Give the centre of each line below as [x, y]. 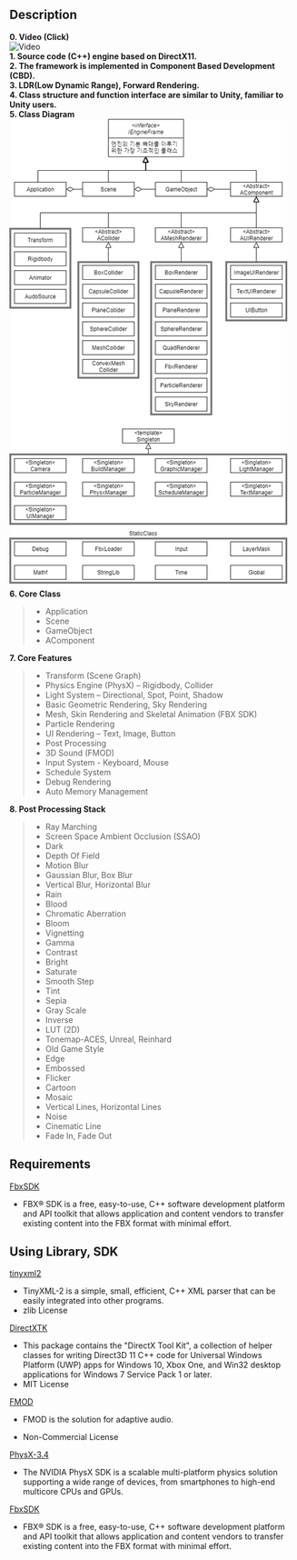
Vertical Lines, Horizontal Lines [103, 1106]
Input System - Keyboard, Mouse [107, 762]
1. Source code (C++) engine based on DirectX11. [103, 56]
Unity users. [33, 105]
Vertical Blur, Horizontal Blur [98, 885]
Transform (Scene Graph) [93, 675]
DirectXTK [29, 1328]
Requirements [50, 1164]
